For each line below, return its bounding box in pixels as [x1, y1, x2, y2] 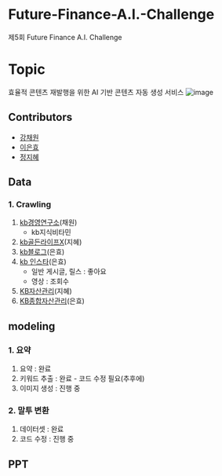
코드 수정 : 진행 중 [19, 434, 75, 444]
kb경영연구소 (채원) [19, 218, 78, 227]
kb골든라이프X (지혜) [19, 237, 82, 247]
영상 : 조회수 [31, 276, 69, 286]
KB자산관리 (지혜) [19, 287, 72, 296]
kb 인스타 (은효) [19, 257, 67, 266]
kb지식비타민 [31, 228, 72, 237]
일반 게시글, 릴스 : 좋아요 [31, 267, 107, 276]
